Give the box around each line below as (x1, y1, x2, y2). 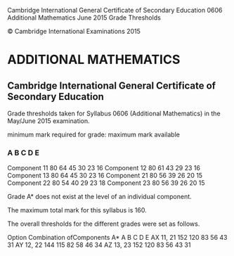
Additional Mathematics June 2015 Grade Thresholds (7, 13, 162, 22)
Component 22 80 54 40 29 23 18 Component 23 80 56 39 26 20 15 (7, 179, 205, 187)
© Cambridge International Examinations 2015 (7, 27, 141, 35)
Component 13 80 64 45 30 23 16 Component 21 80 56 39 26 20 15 (7, 172, 202, 180)
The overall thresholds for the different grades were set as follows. (7, 219, 200, 228)
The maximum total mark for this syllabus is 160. (7, 206, 147, 215)
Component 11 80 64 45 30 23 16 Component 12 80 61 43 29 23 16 (7, 164, 200, 172)
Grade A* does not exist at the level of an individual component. (7, 193, 192, 201)
